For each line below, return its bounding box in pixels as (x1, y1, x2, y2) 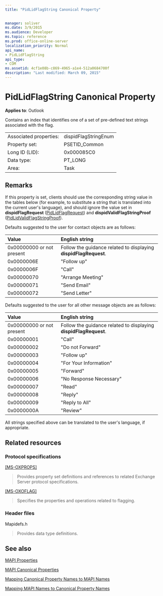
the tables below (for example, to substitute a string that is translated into (5, 199, 151, 205)
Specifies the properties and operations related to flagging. (16, 498, 135, 504)
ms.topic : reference (5, 35, 47, 39)
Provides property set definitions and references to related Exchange (16, 474, 155, 480)
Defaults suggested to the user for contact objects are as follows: (5, 224, 136, 230)
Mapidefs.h (5, 521, 28, 527)
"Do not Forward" (60, 343, 101, 350)
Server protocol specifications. (16, 479, 79, 485)
